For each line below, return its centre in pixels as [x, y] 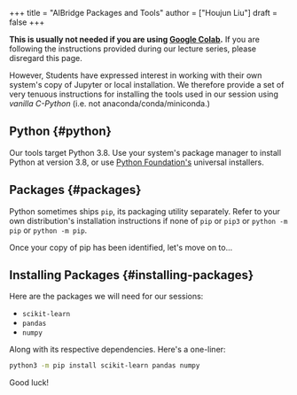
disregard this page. [46, 58]
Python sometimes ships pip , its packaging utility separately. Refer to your [145, 211]
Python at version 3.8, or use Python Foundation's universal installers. [137, 162]
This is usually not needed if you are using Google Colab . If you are [134, 39]
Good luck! [29, 383]
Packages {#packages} [75, 190]
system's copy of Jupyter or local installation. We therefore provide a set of [147, 85]
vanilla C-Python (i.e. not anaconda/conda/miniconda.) [110, 104]
